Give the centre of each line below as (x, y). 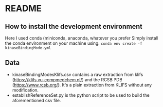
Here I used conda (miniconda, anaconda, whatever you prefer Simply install (82, 38)
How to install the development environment (74, 27)
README (23, 9)
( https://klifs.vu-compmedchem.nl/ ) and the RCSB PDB (67, 80)
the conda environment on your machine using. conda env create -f (74, 43)
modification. (25, 90)
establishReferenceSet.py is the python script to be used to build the (81, 95)
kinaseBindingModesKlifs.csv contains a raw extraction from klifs (78, 74)
